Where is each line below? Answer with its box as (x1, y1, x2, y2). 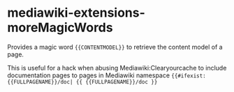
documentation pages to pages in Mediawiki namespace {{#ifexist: (7, 71, 206, 79)
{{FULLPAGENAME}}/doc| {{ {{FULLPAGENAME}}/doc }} (7, 78, 158, 85)
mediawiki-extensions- (7, 5, 145, 21)
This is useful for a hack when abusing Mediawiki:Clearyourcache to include (7, 63, 227, 72)
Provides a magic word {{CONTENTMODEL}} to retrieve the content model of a (7, 43, 223, 51)
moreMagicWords (7, 20, 113, 36)
